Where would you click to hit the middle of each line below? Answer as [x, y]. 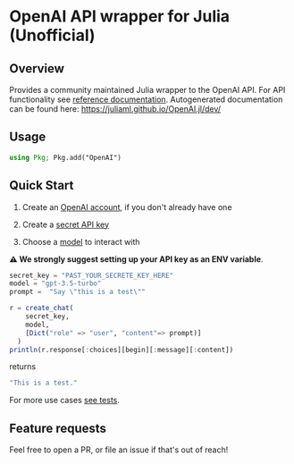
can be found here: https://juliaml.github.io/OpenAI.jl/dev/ [115, 109]
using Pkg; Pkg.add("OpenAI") [66, 157]
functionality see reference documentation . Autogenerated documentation [146, 99]
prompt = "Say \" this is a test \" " [77, 292]
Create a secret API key [66, 224]
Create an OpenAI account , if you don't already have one [127, 207]
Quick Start [42, 186]
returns [23, 367]
